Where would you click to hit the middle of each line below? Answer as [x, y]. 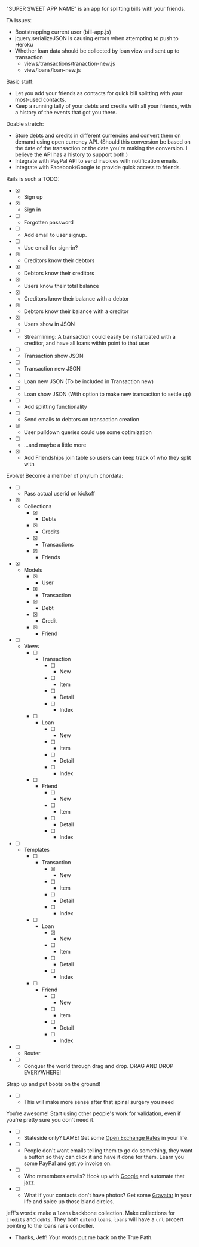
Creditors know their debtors [59, 260]
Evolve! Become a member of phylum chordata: [65, 476]
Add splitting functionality [56, 407]
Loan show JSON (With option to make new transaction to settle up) [107, 394]
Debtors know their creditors [59, 273]
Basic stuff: [20, 81]
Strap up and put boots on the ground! [53, 1084]
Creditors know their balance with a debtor [76, 298]
